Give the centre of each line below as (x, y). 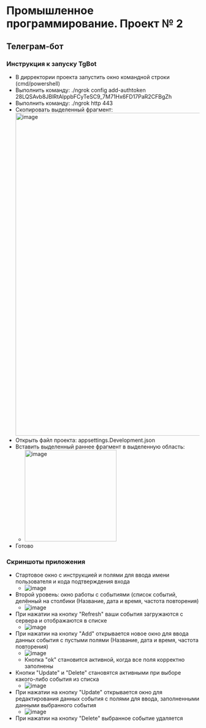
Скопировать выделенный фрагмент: (64, 109)
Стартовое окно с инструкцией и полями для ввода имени (92, 575)
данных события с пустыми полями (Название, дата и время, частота (107, 640)
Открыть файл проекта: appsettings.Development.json (85, 440)
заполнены (39, 666)
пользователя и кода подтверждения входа (72, 582)
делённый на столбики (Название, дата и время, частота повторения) (107, 601)
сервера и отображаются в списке (61, 621)
